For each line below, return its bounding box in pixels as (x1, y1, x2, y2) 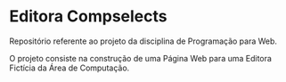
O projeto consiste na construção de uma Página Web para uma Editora (9, 53, 272, 63)
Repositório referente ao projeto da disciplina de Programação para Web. (9, 36, 278, 46)
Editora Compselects (9, 6, 168, 27)
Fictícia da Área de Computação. (9, 62, 130, 73)
